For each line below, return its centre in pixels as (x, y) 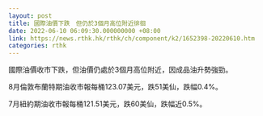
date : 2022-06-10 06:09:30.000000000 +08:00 (85, 31)
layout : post (30, 16)
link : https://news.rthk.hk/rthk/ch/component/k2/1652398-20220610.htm (131, 38)
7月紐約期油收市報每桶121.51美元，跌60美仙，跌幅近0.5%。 (108, 104)
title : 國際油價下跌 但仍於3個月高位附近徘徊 (77, 23)
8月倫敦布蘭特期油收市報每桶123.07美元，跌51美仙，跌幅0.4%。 (115, 87)
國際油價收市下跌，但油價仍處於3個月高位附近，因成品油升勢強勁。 (121, 70)
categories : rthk (38, 46)
